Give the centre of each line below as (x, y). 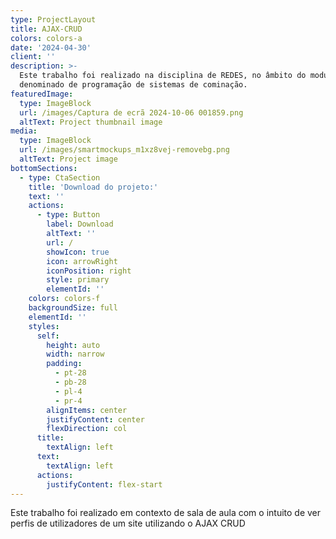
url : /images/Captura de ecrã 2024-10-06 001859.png (131, 112)
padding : (64, 364)
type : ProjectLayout (53, 19)
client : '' (33, 57)
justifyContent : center (95, 419)
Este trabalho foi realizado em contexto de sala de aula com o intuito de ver (166, 513)
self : (48, 336)
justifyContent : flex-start (104, 484)
